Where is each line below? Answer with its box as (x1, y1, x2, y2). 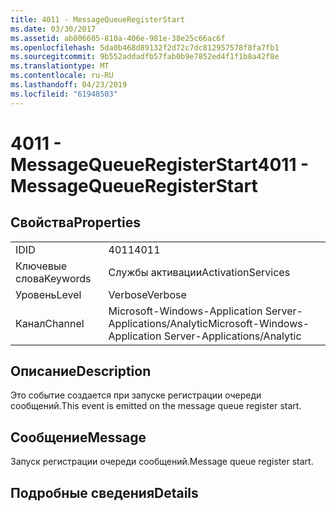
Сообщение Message (10, 429, 147, 446)
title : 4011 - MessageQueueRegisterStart (10, 14, 186, 25)
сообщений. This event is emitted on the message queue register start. (10, 400, 302, 412)
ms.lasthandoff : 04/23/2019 (10, 80, 128, 90)
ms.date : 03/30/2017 (10, 24, 97, 34)
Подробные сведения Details (10, 484, 199, 501)
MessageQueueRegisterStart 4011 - (10, 153, 310, 176)
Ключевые (15, 259, 67, 273)
